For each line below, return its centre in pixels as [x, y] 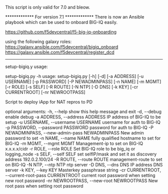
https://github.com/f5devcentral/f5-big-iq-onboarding [61, 32]
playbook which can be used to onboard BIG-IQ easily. [61, 22]
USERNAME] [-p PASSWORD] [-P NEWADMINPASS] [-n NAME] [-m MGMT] [83, 81]
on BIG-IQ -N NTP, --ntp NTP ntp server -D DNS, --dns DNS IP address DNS [84, 165]
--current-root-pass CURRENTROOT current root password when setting [80, 175]
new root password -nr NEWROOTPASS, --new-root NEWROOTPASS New [82, 180]
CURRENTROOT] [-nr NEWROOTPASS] [45, 92]
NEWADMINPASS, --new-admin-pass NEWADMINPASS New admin [74, 133]
